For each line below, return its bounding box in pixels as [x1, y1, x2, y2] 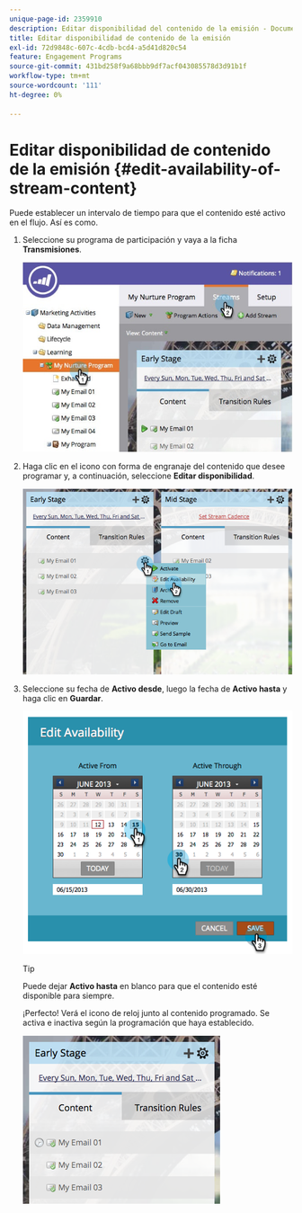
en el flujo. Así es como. [9, 217, 99, 228]
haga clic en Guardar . [22, 693, 103, 704]
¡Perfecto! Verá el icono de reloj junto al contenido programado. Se [22, 1008, 270, 1019]
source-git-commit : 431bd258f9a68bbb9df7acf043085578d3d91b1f [9, 62, 247, 71]
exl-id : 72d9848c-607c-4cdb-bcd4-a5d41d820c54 [9, 43, 187, 52]
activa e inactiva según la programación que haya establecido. [22, 1017, 254, 1029]
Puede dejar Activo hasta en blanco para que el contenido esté [22, 981, 258, 992]
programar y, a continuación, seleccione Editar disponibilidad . [22, 470, 255, 481]
